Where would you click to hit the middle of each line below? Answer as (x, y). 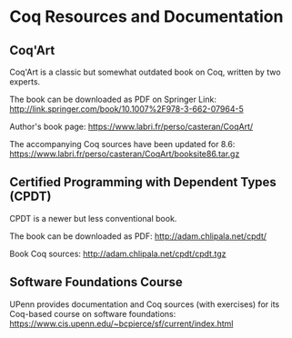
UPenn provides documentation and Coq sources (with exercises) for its (145, 304)
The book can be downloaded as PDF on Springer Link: (113, 99)
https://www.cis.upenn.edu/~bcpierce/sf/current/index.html (121, 323)
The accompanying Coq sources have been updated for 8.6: (122, 144)
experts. (25, 82)
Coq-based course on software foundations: (93, 313)
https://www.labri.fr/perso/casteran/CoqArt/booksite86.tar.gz (125, 154)
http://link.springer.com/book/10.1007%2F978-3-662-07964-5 (126, 109)
